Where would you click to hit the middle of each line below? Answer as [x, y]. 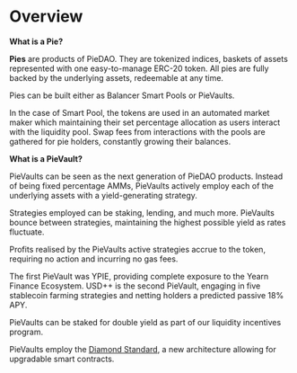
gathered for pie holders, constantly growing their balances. [120, 141]
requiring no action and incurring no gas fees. [94, 259]
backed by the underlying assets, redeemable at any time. [117, 77]
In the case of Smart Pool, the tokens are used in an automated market [140, 112]
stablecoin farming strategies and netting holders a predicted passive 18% [147, 295]
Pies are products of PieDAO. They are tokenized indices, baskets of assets [149, 58]
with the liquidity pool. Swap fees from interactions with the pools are [138, 131]
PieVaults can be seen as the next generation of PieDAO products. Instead [146, 176]
